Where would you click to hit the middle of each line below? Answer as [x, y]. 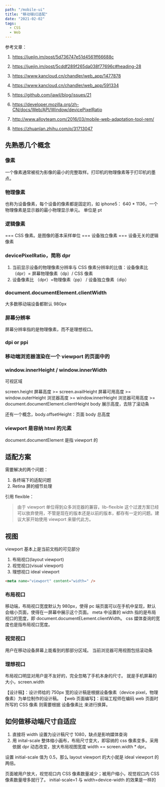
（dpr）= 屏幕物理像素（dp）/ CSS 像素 [53, 273]
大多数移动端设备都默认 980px [36, 304]
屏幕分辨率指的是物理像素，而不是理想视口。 [50, 329]
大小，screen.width [25, 682]
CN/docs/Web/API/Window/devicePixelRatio [57, 109]
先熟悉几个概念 [28, 145]
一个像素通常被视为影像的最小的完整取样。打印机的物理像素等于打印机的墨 [80, 172]
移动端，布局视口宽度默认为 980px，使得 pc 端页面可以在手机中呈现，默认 [81, 606]
